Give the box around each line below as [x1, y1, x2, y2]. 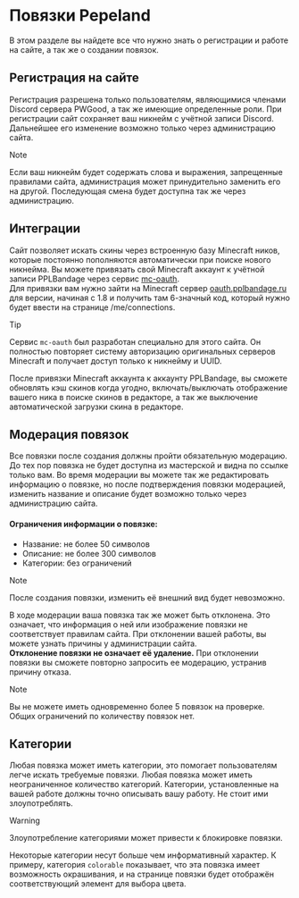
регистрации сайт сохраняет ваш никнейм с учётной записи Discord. [9, 113, 274, 123]
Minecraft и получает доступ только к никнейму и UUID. [9, 355, 222, 366]
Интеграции [9, 221, 80, 237]
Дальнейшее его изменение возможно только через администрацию [9, 122, 276, 133]
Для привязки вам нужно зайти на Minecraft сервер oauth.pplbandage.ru [9, 282, 287, 293]
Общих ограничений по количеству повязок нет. [9, 710, 195, 721]
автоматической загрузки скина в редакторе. [9, 401, 184, 412]
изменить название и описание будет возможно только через [9, 489, 247, 499]
